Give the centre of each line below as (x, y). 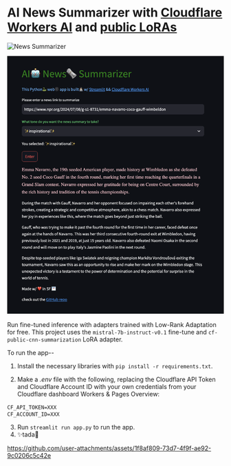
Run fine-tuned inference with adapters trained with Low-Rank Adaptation (112, 324)
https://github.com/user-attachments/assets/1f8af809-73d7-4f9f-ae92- (109, 448)
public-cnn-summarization (44, 340)
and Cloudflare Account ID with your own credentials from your (107, 386)
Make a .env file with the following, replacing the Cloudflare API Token (117, 379)
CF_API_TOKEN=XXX (32, 407)
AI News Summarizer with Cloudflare (115, 13)
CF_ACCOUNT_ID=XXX (33, 414)
